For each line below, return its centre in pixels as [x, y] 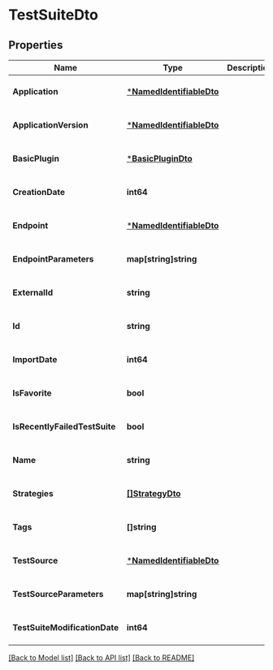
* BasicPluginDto [159, 158]
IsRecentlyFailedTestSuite [64, 426]
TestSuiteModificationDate [66, 627]
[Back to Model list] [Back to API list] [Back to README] [102, 658]
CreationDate [39, 192]
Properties [36, 45]
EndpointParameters [53, 259]
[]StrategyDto [154, 493]
